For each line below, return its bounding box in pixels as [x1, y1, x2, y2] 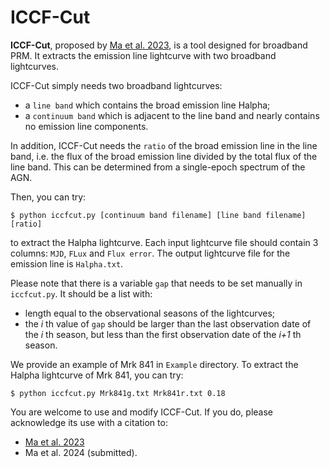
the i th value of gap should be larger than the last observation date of [24, 317, 312, 330]
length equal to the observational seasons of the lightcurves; [24, 307, 276, 319]
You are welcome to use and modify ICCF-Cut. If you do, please [10, 406, 274, 418]
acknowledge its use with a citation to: [10, 416, 168, 428]
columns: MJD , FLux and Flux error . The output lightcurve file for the [10, 247, 291, 259]
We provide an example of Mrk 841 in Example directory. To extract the [10, 358, 299, 370]
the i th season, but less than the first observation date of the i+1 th [24, 328, 302, 340]
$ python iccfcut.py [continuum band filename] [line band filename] [10, 210, 307, 220]
